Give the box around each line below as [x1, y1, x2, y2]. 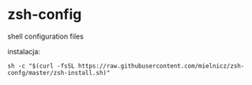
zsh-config [7, 6, 82, 24]
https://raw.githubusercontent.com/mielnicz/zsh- [77, 61, 245, 70]
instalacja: [7, 46, 41, 56]
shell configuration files [7, 31, 84, 41]
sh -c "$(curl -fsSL [7, 61, 76, 70]
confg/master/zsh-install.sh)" [7, 68, 111, 76]
